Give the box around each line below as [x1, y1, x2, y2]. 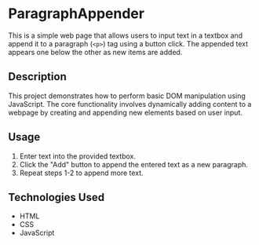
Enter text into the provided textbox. [19, 151, 136, 161]
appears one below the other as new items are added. [8, 47, 183, 57]
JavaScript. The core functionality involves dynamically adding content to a [8, 99, 252, 108]
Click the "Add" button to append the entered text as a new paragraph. [19, 159, 249, 169]
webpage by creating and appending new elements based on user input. [8, 108, 243, 117]
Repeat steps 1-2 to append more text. [19, 168, 144, 177]
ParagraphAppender [8, 5, 145, 23]
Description [8, 70, 67, 83]
